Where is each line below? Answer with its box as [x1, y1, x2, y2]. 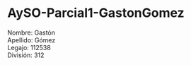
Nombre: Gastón [7, 28, 55, 37]
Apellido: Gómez [7, 35, 56, 44]
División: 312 [7, 51, 45, 59]
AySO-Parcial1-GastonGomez [7, 5, 185, 21]
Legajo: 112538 [7, 43, 51, 52]
